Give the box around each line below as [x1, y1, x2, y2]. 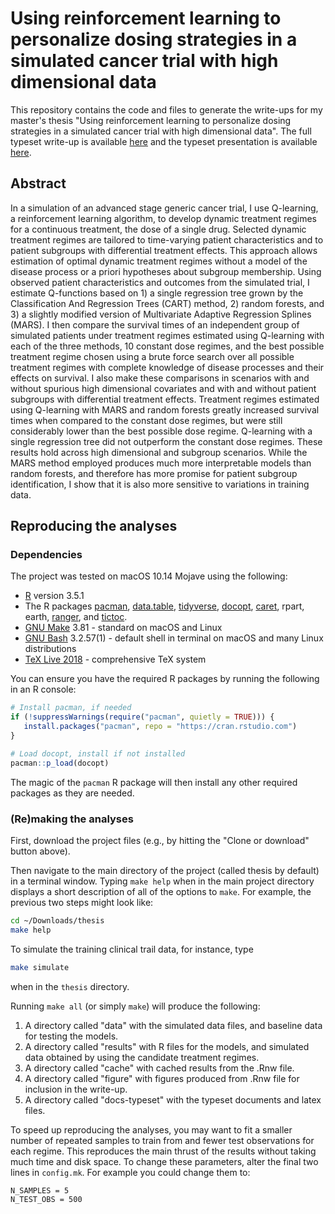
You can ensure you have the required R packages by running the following [10, 673, 320, 685]
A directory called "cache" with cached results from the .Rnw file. [24, 1062, 295, 1074]
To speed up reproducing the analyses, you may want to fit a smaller [10, 1123, 293, 1136]
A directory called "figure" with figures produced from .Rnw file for [24, 1072, 300, 1084]
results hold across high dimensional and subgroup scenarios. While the [10, 446, 308, 458]
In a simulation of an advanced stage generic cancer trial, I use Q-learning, [10, 202, 319, 214]
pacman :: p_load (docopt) [10, 758, 110, 768]
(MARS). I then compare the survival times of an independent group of [10, 318, 300, 331]
